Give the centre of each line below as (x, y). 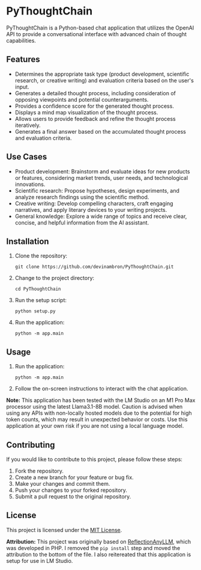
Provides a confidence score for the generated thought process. (94, 106)
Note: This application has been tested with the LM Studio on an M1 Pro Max (101, 400)
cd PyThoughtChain (38, 289)
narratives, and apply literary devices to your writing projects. (91, 209)
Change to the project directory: (55, 278)
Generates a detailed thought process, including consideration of (95, 93)
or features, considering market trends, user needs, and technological (101, 178)
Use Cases (27, 157)
